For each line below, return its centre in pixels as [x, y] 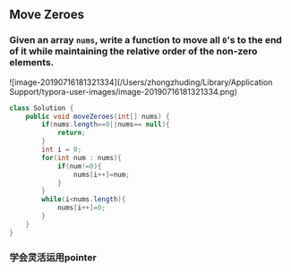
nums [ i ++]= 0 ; [81, 208]
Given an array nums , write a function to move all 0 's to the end [145, 40]
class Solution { [42, 108]
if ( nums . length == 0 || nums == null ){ [106, 124]
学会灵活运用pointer [53, 257]
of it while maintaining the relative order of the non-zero [133, 51]
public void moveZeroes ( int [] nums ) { [98, 116]
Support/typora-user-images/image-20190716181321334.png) [124, 91]
